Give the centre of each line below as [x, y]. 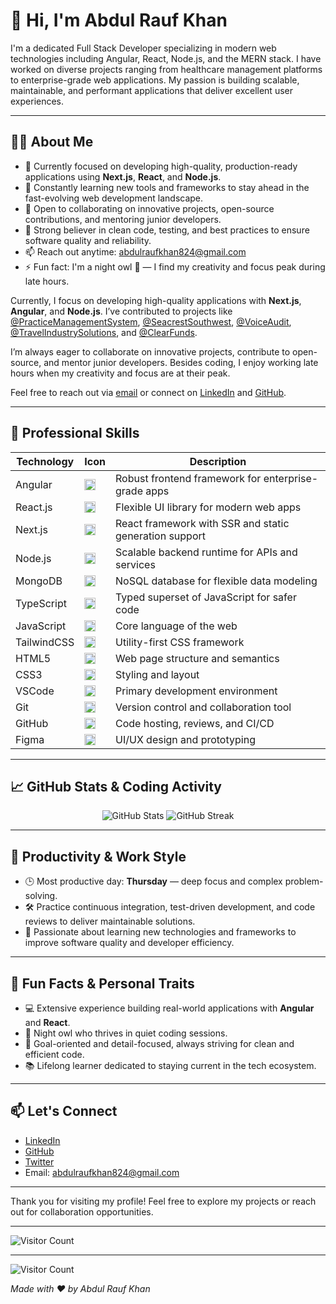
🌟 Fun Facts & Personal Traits [102, 983]
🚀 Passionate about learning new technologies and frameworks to [160, 932]
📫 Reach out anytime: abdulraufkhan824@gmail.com [135, 251]
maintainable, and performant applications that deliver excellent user [151, 90]
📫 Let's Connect [64, 1111]
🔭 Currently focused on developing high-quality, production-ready [161, 166]
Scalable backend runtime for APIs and [206, 552]
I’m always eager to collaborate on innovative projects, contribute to [150, 351]
